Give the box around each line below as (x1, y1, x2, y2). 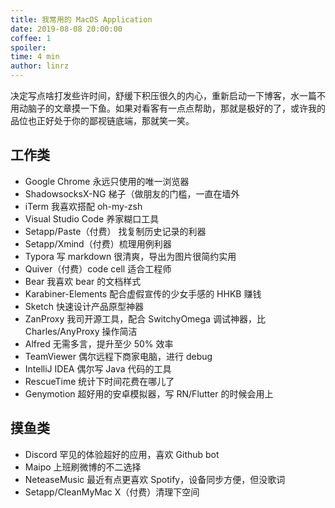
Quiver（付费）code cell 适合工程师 (24, 262, 172, 275)
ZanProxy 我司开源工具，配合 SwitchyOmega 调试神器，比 (24, 312, 266, 325)
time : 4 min (10, 52, 60, 62)
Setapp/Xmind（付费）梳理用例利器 (24, 237, 172, 250)
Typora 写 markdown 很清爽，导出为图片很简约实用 (24, 250, 237, 262)
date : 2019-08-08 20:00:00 (10, 24, 123, 34)
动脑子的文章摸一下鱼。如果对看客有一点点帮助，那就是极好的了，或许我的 (18, 102, 326, 114)
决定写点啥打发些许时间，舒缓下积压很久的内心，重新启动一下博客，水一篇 (10, 90, 317, 101)
